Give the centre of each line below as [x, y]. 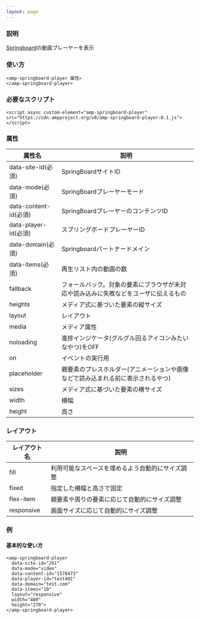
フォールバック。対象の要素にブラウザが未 [121, 284]
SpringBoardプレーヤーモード [103, 191]
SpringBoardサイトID [91, 171]
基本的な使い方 [24, 545]
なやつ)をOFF [80, 347]
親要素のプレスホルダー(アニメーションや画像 [125, 369]
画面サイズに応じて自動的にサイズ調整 [104, 511]
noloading [23, 342]
